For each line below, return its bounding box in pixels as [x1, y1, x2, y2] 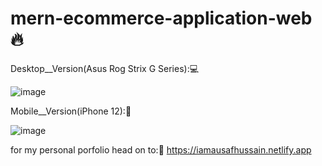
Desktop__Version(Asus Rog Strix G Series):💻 [10, 62, 200, 74]
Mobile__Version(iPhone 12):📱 [10, 105, 132, 117]
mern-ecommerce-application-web [10, 7, 313, 30]
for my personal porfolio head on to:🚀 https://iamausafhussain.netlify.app [10, 143, 312, 156]
